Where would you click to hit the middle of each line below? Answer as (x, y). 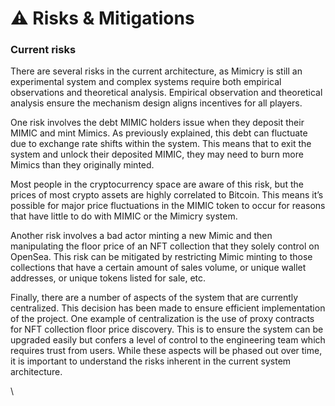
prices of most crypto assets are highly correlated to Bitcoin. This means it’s (167, 195)
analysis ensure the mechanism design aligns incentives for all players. (156, 103)
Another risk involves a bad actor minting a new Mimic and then (141, 236)
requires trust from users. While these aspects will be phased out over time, (166, 351)
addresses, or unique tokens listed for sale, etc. (108, 278)
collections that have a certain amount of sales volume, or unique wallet (158, 268)
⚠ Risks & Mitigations (102, 18)
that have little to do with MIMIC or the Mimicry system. (124, 216)
